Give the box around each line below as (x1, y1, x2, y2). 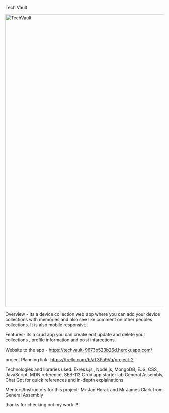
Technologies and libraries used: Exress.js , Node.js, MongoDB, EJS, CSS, (5, 366, 158, 372)
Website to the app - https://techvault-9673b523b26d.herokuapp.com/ (5, 347, 152, 353)
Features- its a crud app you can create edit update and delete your (5, 332, 146, 337)
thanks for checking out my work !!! (5, 402, 79, 407)
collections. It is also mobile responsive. (5, 322, 88, 328)
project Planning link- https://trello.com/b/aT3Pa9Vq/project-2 (5, 357, 134, 362)
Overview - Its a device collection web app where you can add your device (5, 311, 160, 317)
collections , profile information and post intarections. (5, 337, 116, 343)
